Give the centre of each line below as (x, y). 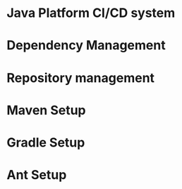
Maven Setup (46, 110)
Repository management (81, 78)
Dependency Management (86, 46)
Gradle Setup (46, 142)
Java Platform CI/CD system (91, 13)
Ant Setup (37, 175)
